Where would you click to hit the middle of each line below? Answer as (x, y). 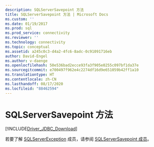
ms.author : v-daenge (27, 61)
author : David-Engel (27, 56)
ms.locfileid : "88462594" (32, 88)
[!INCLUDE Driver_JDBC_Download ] (41, 129)
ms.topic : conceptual (28, 47)
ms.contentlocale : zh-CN (31, 79)
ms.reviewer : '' (22, 38)
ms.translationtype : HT (30, 75)
